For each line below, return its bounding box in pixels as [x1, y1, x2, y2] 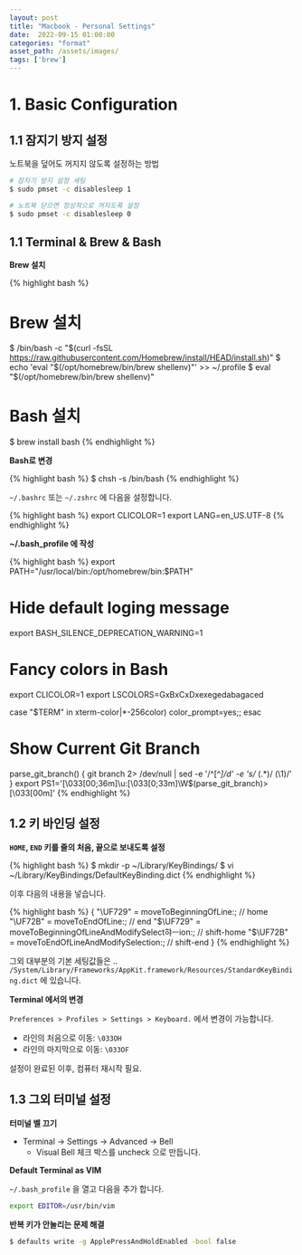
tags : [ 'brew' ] [9, 55, 67, 64]
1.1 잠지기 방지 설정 [9, 132, 109, 147]
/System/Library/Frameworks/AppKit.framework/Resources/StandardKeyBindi [9, 965, 294, 975]
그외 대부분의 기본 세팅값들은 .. [9, 956, 118, 966]
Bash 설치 [9, 406, 81, 426]
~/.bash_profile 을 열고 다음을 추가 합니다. [9, 1183, 165, 1194]
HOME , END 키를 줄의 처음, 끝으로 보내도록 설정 [9, 841, 165, 852]
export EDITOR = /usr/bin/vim [9, 1201, 116, 1211]
